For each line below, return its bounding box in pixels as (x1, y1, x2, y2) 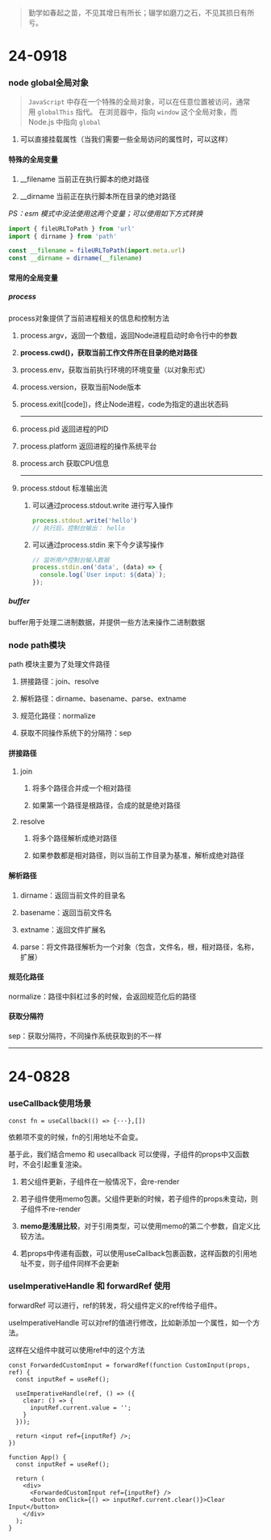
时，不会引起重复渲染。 (8, 1159, 86, 1169)
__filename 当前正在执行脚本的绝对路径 (19, 174, 150, 184)
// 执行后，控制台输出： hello (31, 524, 125, 532)
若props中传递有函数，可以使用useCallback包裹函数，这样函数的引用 (19, 1248, 250, 1258)
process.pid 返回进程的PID (19, 424, 109, 434)
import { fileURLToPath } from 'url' (8, 224, 135, 233)
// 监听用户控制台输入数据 (31, 556, 110, 564)
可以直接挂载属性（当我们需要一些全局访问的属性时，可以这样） (19, 134, 232, 144)
